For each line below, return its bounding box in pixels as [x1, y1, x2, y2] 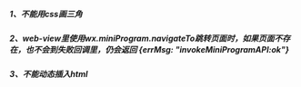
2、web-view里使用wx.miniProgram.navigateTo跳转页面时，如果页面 [9, 33, 275, 43]
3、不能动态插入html [9, 69, 88, 80]
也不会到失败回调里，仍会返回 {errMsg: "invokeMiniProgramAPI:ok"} [25, 43, 289, 54]
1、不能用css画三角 [9, 8, 83, 19]
